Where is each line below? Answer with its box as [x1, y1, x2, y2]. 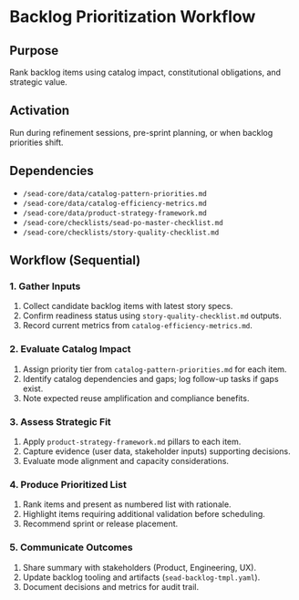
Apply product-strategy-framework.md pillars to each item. [22, 436, 242, 447]
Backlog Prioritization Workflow [9, 6, 256, 27]
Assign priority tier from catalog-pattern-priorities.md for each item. [22, 363, 287, 375]
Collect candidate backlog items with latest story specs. [22, 301, 233, 312]
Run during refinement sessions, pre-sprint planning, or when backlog [9, 127, 273, 138]
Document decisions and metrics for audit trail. [22, 581, 199, 592]
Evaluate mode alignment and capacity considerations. [22, 455, 230, 466]
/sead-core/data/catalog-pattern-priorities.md [22, 189, 207, 198]
